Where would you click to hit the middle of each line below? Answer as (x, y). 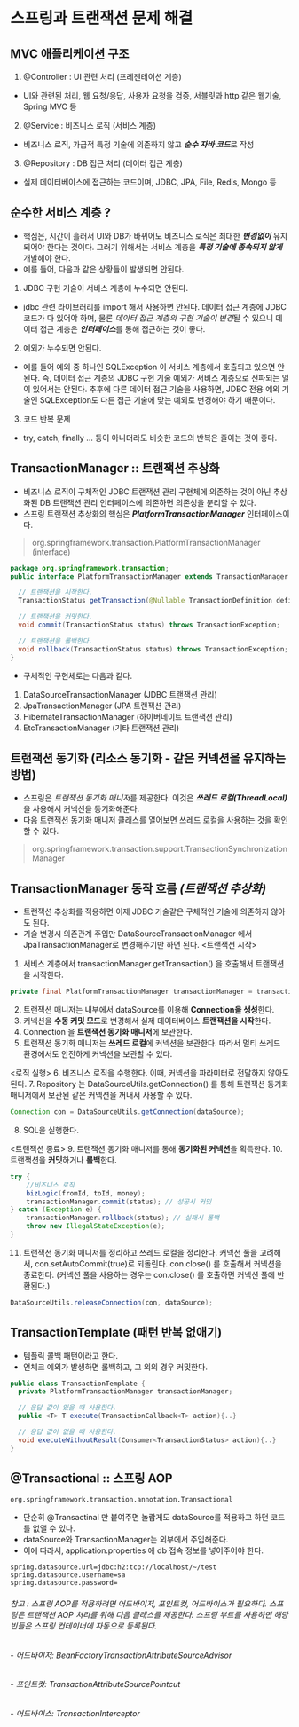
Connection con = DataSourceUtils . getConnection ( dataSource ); (127, 1112)
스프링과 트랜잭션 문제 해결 (102, 18)
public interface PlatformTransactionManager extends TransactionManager (149, 576)
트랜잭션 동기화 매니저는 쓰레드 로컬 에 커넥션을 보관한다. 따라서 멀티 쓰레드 (152, 1043)
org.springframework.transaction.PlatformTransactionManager (146, 542)
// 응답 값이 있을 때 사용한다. (67, 1408)
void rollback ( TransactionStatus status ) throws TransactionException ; (153, 649)
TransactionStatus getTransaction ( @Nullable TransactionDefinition (146, 601)
